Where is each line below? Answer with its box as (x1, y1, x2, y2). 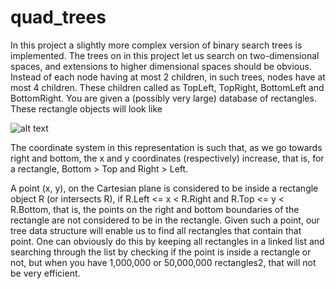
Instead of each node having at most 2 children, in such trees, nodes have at (10, 71, 326, 83)
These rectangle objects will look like (10, 102, 163, 115)
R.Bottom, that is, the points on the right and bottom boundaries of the (10, 203, 300, 215)
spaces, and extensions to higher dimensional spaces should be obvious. (10, 60, 312, 72)
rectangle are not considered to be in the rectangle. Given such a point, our (10, 214, 320, 226)
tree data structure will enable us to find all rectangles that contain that (10, 224, 302, 236)
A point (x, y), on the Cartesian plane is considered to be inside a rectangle (10, 182, 319, 194)
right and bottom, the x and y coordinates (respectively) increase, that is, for (10, 152, 325, 164)
